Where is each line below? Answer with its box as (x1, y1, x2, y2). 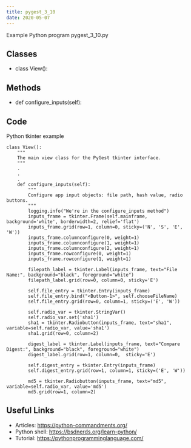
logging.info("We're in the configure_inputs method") (28, 208, 170, 214)
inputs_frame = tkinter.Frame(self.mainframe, (28, 213, 148, 219)
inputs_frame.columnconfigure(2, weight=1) (28, 245, 139, 251)
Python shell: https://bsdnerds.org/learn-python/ (15, 428, 138, 435)
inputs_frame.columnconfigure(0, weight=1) (28, 235, 139, 241)
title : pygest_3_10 (6, 9, 56, 15)
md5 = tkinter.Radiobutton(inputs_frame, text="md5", (28, 378, 167, 384)
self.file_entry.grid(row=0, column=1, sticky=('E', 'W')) (28, 298, 181, 305)
